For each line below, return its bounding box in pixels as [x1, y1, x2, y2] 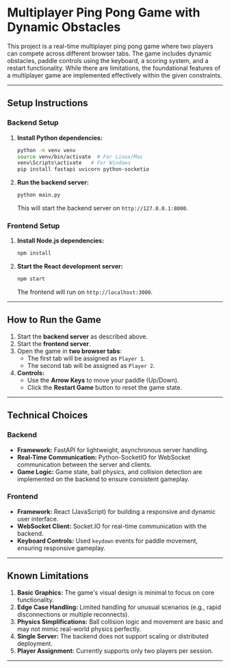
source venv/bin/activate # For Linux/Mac [16, 153, 144, 160]
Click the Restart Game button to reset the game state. [27, 383, 183, 391]
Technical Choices [7, 410, 88, 421]
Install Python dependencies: [16, 134, 103, 142]
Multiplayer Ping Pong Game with [7, 5, 201, 21]
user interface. [16, 515, 59, 523]
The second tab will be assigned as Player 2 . [27, 361, 155, 369]
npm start [16, 275, 46, 282]
